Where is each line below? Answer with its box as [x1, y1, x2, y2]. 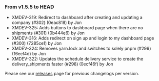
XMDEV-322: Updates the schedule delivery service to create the [11, 56, 143, 62]
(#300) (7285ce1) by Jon [11, 40, 62, 46]
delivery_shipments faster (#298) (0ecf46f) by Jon [11, 61, 113, 67]
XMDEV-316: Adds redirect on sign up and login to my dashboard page [11, 35, 154, 41]
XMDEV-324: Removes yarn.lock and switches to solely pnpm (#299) [11, 45, 152, 52]
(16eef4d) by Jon [11, 51, 46, 57]
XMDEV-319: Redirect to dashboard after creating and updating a [11, 15, 142, 20]
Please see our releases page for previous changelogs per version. [4, 71, 139, 77]
